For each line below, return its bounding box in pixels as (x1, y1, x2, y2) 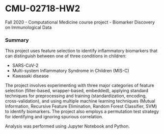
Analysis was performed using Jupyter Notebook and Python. (5, 123, 130, 129)
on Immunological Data (5, 24, 52, 30)
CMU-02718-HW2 (5, 3, 81, 14)
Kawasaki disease (12, 73, 49, 79)
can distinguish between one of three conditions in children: (5, 53, 127, 59)
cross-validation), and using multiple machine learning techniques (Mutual (5, 98, 156, 104)
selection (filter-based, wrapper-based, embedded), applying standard (5, 88, 148, 94)
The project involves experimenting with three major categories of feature (5, 82, 155, 88)
